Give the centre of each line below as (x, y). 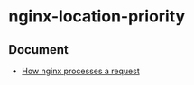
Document (38, 50)
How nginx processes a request (81, 71)
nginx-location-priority (97, 17)
